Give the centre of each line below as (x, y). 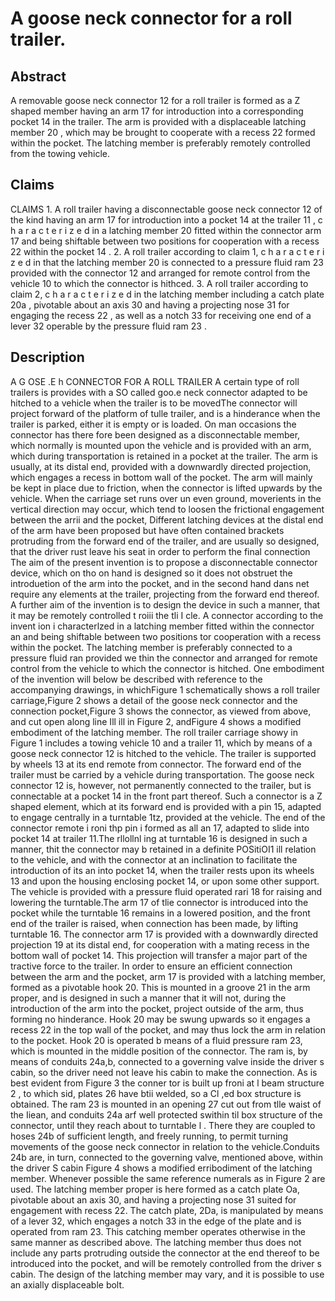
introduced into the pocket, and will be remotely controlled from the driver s (166, 1263)
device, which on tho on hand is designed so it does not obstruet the (151, 573)
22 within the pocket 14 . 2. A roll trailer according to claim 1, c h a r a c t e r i (167, 251)
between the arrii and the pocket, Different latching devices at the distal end (167, 519)
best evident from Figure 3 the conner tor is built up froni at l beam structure (167, 1083)
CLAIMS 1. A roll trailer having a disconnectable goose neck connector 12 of (166, 209)
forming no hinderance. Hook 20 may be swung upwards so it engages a (160, 1019)
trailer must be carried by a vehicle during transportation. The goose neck (162, 774)
